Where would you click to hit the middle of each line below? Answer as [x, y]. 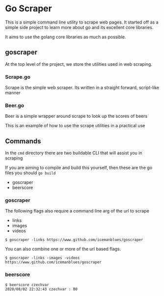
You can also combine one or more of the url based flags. [63, 249]
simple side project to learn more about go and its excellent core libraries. [79, 27]
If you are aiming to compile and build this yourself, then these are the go [79, 168]
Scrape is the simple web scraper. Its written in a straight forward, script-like [82, 88]
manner [13, 93]
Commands [23, 141]
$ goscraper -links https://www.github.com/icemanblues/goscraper [74, 240]
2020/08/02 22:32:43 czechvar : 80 [41, 289]
